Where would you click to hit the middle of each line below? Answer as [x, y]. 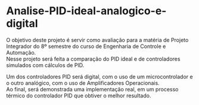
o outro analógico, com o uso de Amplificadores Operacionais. [83, 83]
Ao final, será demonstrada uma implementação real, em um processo [92, 89]
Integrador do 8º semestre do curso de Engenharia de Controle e [86, 46]
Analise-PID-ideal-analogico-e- [86, 11]
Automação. [21, 52]
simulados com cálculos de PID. [45, 65]
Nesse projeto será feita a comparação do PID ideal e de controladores [93, 59]
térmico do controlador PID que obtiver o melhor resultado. [79, 96]
